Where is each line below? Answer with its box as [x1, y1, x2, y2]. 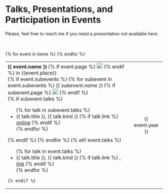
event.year [133, 121, 159, 128]
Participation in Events [5, 14, 101, 25]
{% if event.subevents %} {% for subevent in [7, 76, 112, 83]
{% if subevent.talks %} [7, 95, 63, 102]
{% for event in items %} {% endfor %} [5, 51, 86, 57]
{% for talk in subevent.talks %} [16, 106, 90, 113]
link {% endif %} [16, 160, 54, 167]
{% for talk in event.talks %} [16, 148, 81, 155]
